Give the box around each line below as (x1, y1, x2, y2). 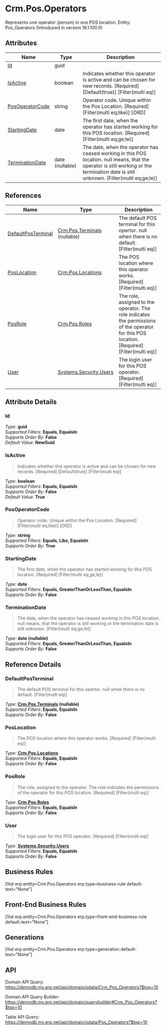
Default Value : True (5, 493, 45, 500)
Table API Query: (5, 1014, 40, 1020)
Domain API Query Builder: (5, 994, 60, 1000)
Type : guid (5, 424, 27, 430)
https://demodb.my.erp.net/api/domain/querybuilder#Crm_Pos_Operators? (5, 999, 157, 1005)
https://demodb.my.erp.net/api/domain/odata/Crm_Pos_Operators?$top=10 (5, 984, 159, 990)
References (5, 192, 41, 200)
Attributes (5, 39, 37, 48)
